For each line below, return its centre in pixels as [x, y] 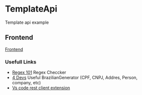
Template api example [27, 22]
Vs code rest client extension [41, 88]
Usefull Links [21, 62]
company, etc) [26, 83]
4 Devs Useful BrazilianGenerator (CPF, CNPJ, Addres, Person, [75, 78]
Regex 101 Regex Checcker [39, 72]
